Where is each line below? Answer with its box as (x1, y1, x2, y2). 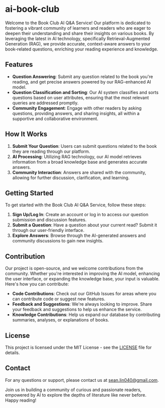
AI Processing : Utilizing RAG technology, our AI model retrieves (12, 153, 142, 159)
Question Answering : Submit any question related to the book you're (12, 73, 153, 80)
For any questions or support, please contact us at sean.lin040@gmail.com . (5, 377, 159, 383)
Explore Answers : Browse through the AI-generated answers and (12, 232, 146, 238)
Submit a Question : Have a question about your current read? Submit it (12, 222, 158, 228)
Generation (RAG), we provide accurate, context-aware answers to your (5, 41, 151, 46)
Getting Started (5, 189, 54, 197)
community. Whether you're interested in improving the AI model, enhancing (5, 271, 160, 276)
